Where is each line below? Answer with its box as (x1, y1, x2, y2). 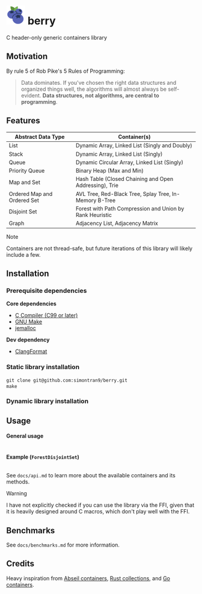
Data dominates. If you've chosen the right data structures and (20, 79, 177, 86)
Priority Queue (8, 167, 45, 174)
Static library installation (6, 363, 80, 372)
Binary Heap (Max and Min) (75, 167, 144, 174)
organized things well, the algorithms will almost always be (20, 85, 167, 93)
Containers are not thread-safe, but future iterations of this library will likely (6, 245, 193, 252)
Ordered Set (8, 197, 39, 204)
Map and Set (8, 179, 41, 186)
